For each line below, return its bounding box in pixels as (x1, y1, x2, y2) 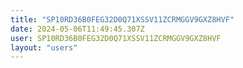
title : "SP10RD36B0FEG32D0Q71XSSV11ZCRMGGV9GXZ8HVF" (10, 14, 235, 25)
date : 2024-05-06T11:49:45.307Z (10, 24, 145, 34)
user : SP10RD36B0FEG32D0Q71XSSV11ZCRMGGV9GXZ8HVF (10, 33, 222, 43)
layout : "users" (10, 42, 78, 53)
